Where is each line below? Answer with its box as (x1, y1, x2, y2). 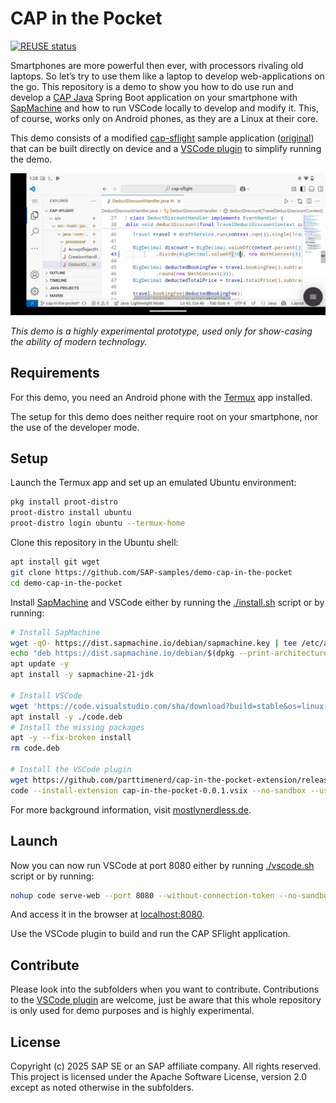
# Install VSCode (10, 690, 83, 701)
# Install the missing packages (10, 722, 145, 732)
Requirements (10, 365, 100, 382)
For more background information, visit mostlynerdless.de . (10, 803, 252, 816)
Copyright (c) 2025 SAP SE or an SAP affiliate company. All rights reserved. (10, 1060, 322, 1072)
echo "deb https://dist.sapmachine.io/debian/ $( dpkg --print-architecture (10, 648, 329, 659)
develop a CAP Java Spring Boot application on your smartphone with (10, 91, 298, 103)
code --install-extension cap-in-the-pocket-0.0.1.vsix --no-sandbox (10, 785, 307, 796)
